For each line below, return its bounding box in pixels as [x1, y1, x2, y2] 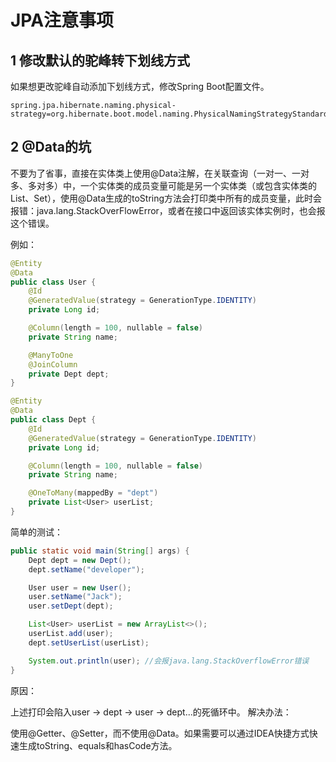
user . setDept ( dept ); [28, 601, 114, 611]
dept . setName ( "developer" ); [28, 564, 145, 575]
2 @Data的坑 [10, 139, 92, 156]
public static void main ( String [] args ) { [10, 546, 190, 556]
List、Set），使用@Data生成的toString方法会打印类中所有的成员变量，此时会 [10, 192, 323, 204]
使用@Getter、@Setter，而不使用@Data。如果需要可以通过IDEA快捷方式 [10, 727, 310, 739]
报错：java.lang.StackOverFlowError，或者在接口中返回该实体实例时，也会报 [10, 204, 326, 216]
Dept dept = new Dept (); [28, 555, 132, 565]
